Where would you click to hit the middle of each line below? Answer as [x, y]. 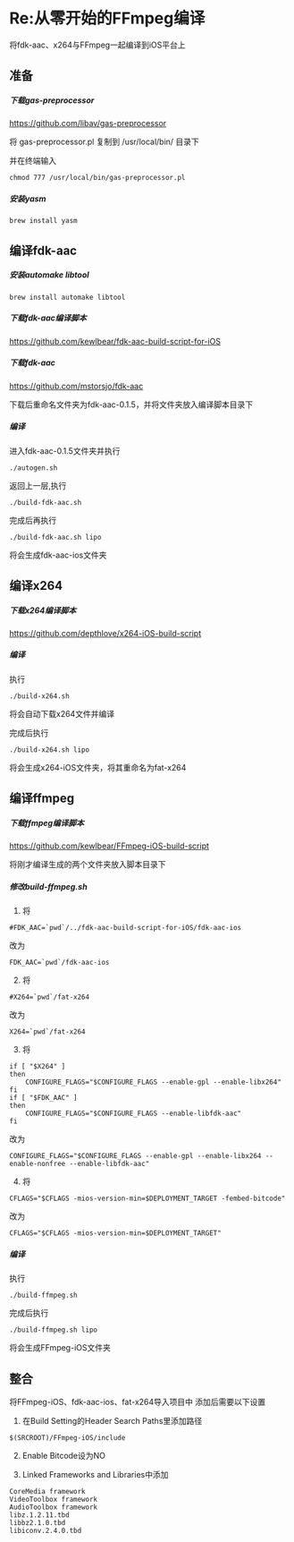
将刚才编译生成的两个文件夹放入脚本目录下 [88, 865]
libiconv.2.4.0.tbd [46, 1530]
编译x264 [36, 586]
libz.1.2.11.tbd [39, 1515]
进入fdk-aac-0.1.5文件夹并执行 [65, 451]
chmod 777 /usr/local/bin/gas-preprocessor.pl [97, 178]
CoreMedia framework [48, 1491]
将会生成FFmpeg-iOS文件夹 [60, 1348]
